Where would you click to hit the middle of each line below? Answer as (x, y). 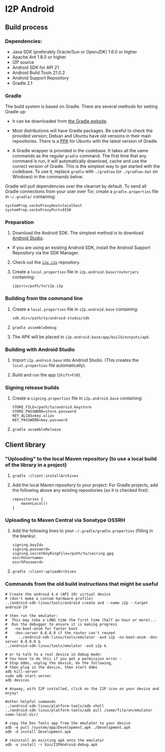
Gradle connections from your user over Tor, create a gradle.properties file (82, 191)
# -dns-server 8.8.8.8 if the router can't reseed (60, 633)
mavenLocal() (35, 504)
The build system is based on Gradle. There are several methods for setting (82, 107)
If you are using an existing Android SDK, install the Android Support (81, 248)
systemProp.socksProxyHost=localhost (44, 206)
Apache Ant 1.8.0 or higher (39, 57)
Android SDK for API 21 (35, 67)
